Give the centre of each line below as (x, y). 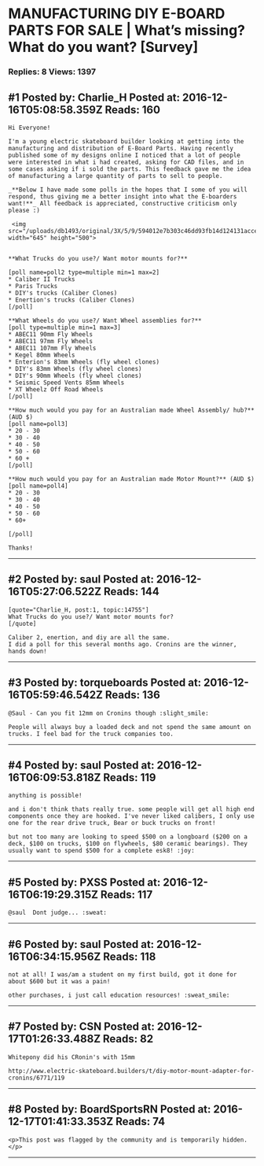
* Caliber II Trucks (42, 279)
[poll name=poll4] (38, 486)
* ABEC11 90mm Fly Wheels (50, 334)
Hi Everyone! (29, 128)
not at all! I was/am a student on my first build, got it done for (123, 974)
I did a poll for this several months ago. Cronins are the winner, (123, 644)
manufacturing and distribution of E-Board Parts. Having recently (121, 148)
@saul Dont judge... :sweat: (58, 913)
